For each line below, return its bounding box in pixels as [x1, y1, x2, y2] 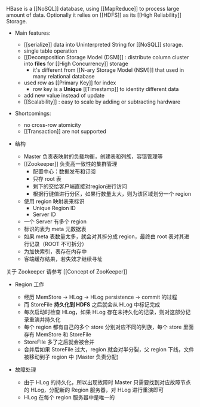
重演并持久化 [29, 316, 61, 323]
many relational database [32, 73, 95, 80]
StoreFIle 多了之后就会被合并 [23, 338, 95, 345]
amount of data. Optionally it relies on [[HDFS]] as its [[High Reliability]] [6, 11, 181, 19]
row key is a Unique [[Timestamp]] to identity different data [32, 86, 179, 92]
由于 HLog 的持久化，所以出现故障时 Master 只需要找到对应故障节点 [23, 379, 191, 385]
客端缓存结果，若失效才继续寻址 [23, 256, 103, 262]
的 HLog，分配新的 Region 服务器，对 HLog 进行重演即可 [23, 386, 164, 393]
